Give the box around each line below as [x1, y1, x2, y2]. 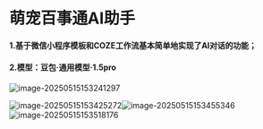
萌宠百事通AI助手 [9, 8, 136, 29]
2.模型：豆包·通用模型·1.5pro [9, 62, 116, 73]
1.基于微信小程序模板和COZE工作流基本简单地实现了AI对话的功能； [9, 39, 258, 50]
